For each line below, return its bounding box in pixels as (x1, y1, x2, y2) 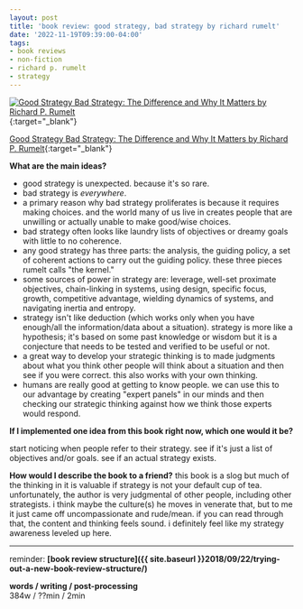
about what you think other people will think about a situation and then (22, 360, 284, 371)
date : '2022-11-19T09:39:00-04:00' (9, 30, 143, 39)
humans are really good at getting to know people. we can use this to (22, 379, 280, 390)
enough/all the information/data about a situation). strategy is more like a (22, 321, 293, 332)
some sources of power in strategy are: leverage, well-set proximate (22, 273, 277, 284)
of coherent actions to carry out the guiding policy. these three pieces (22, 254, 282, 265)
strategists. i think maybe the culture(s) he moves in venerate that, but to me (9, 498, 293, 510)
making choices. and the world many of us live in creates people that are (22, 207, 293, 217)
